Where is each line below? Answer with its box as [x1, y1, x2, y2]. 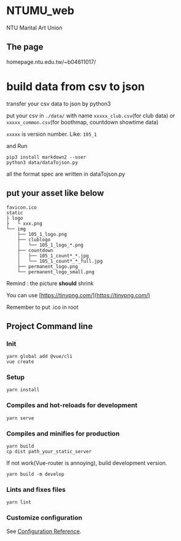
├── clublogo [17, 236, 51, 243]
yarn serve [6, 415, 34, 421]
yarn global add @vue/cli [6, 354, 72, 360]
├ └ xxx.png [6, 220, 43, 227]
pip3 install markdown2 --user [6, 154, 87, 160]
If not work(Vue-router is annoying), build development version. [6, 459, 168, 467]
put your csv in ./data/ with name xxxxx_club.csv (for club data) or [6, 112, 175, 119]
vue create [6, 359, 34, 365]
